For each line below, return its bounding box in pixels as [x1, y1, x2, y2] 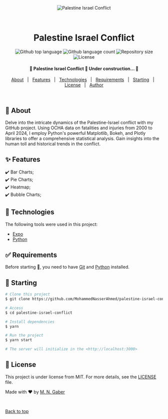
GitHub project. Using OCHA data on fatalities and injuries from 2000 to [5, 125, 152, 131]
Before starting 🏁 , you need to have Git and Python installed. [5, 264, 130, 270]
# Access [5, 305, 23, 310]
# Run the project [5, 333, 43, 338]
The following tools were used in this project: [5, 221, 98, 227]
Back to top [5, 408, 29, 414]
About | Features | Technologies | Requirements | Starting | [11, 77, 154, 83]
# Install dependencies [5, 319, 55, 324]
